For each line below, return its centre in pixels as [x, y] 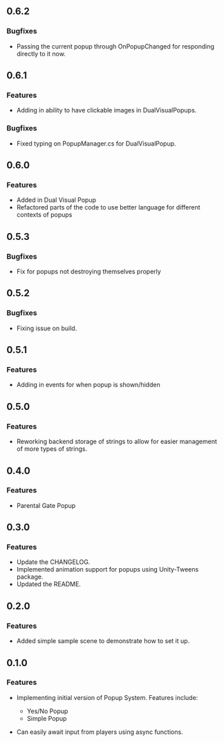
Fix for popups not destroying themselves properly [89, 272]
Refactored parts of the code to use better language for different [109, 207]
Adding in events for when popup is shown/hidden [88, 385]
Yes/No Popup [47, 711]
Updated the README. [48, 584]
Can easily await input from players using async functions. [100, 732]
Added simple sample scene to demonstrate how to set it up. [103, 641]
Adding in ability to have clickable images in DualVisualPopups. [106, 110]
